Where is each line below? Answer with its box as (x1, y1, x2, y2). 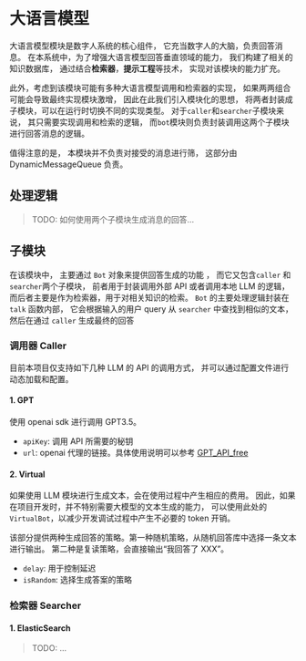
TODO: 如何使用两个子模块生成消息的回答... (31, 213, 194, 224)
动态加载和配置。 (9, 373, 74, 384)
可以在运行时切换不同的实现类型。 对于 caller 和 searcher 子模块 (40, 105, 277, 116)
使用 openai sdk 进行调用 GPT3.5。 (9, 417, 141, 428)
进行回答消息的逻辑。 (9, 128, 89, 139)
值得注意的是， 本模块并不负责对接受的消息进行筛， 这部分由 (9, 147, 238, 158)
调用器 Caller (9, 339, 66, 352)
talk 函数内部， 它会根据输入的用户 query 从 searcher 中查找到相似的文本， (9, 303, 293, 315)
